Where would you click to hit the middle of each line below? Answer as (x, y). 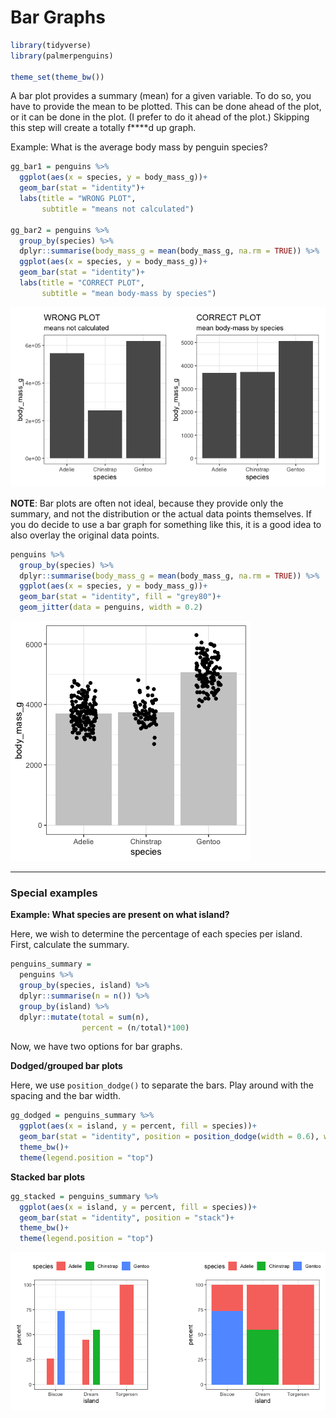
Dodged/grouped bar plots (66, 1066)
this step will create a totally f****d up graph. (103, 128)
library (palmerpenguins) (62, 56)
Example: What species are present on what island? (120, 915)
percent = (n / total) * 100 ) (135, 1027)
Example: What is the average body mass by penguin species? (139, 147)
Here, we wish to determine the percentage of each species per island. (156, 934)
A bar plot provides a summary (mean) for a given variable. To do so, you (161, 96)
